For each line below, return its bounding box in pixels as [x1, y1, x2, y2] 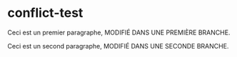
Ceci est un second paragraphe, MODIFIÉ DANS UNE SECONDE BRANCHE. [7, 42, 229, 50]
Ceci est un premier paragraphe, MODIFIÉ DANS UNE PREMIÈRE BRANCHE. [7, 28, 231, 37]
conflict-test [7, 5, 84, 21]
